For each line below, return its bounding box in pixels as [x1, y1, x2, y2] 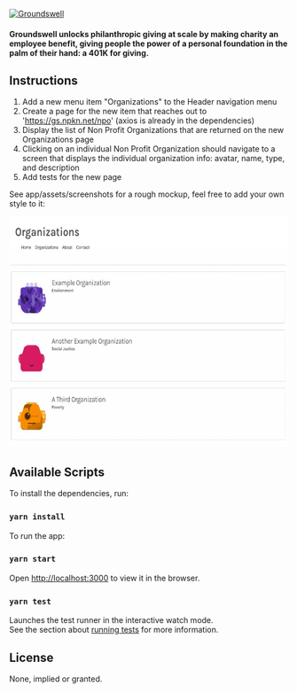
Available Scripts [9, 464, 105, 479]
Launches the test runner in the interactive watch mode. [9, 615, 215, 626]
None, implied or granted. [9, 674, 103, 684]
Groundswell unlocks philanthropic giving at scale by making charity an [9, 28, 279, 39]
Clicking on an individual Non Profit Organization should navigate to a [21, 144, 276, 154]
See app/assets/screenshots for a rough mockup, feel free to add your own [9, 189, 285, 199]
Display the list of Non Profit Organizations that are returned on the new [21, 125, 285, 136]
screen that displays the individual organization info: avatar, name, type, [21, 153, 285, 164]
